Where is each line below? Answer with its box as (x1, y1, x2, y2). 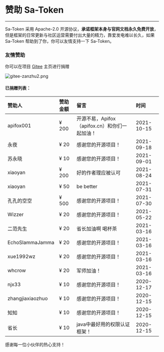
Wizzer (7, 211, 24, 218)
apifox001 (7, 122, 32, 129)
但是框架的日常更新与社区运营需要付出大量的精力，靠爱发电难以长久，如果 (5, 32, 155, 38)
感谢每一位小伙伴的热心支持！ (5, 342, 65, 348)
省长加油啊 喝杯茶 (76, 225, 117, 232)
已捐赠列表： (5, 85, 31, 91)
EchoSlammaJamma (7, 239, 55, 246)
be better (76, 183, 98, 190)
